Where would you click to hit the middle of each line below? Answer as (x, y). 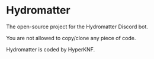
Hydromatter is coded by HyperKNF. (51, 49)
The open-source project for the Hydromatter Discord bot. (77, 27)
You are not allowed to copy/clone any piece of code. (71, 38)
